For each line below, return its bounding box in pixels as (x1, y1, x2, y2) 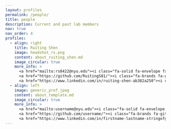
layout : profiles (5, 7, 42, 13)
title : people (5, 17, 36, 22)
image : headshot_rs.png (14, 50, 65, 55)
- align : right (10, 41, 42, 46)
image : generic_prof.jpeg (14, 87, 70, 93)
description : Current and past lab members (5, 21, 99, 27)
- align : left (10, 83, 40, 88)
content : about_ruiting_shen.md (14, 54, 83, 60)
